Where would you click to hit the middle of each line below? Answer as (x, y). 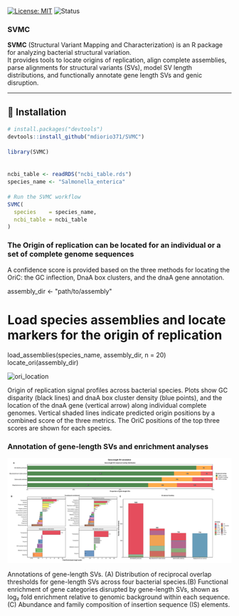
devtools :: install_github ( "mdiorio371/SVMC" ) (76, 137)
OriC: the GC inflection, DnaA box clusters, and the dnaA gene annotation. (116, 277)
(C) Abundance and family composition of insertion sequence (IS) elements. (119, 605)
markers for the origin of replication (115, 335)
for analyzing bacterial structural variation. (69, 53)
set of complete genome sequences (71, 255)
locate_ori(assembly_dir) (43, 362)
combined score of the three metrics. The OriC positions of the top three (114, 420)
